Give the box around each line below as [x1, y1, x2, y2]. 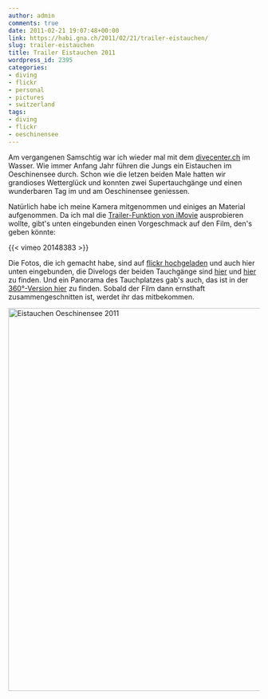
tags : [8, 109, 26, 116]
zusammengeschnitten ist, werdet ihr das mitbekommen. [8, 292, 195, 302]
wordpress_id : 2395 [8, 57, 73, 65]
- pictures [8, 93, 45, 101]
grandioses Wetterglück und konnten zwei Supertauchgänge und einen [8, 177, 242, 188]
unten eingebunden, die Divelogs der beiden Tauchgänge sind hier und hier [8, 267, 257, 276]
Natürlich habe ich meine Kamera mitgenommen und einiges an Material [8, 201, 246, 211]
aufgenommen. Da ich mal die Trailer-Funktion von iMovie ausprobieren [8, 210, 244, 219]
